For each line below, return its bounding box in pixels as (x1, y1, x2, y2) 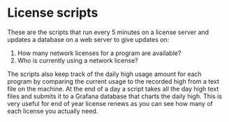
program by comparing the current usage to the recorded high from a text (7, 77, 220, 85)
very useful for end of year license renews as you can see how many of (7, 99, 213, 107)
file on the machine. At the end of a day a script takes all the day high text (7, 84, 219, 93)
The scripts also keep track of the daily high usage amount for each (7, 70, 202, 78)
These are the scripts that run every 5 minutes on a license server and (7, 28, 209, 36)
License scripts (7, 5, 98, 21)
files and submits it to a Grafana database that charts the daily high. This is (7, 92, 222, 100)
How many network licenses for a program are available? (17, 49, 182, 57)
